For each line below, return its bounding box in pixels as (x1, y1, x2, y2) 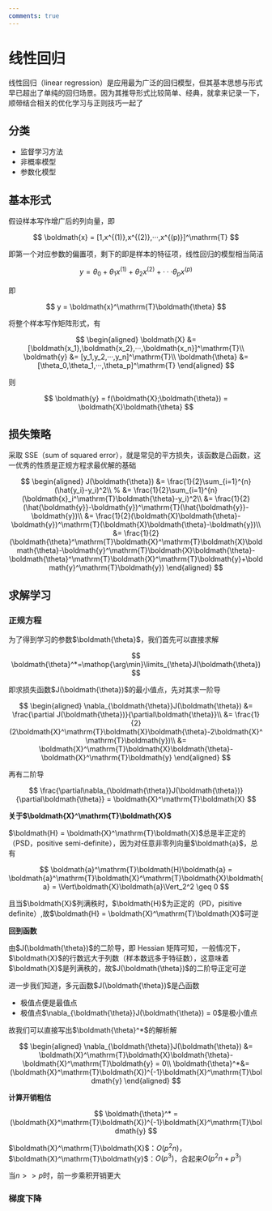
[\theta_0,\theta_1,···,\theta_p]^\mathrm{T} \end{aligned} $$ (37, 360, 235, 370)
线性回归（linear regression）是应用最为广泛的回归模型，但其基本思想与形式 (8, 78, 263, 88)
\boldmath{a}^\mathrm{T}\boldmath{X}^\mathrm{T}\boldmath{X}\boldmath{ (8, 873, 264, 884)
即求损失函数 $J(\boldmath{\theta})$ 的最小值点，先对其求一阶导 (8, 685, 221, 695)
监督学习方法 (19, 147, 63, 156)
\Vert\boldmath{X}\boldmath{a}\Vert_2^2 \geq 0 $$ (57, 882, 230, 892)
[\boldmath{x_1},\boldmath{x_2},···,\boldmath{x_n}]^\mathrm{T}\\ (28, 343, 244, 353)
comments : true (8, 11, 60, 20)
